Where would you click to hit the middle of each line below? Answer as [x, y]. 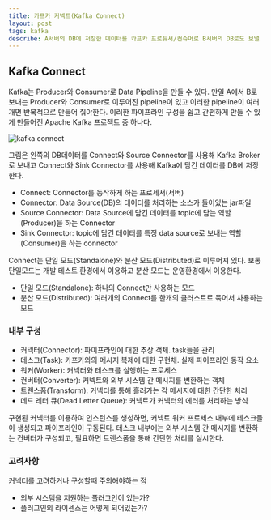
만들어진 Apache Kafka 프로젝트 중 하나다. [84, 122]
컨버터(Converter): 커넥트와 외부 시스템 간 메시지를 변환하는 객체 [122, 381]
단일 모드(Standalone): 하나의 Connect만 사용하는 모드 [108, 288]
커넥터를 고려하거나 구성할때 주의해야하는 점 [78, 480]
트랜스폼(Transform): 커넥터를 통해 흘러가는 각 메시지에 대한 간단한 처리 [134, 390]
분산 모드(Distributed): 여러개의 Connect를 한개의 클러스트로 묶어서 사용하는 [141, 298]
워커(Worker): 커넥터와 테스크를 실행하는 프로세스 [99, 370]
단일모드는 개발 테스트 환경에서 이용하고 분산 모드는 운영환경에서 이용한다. [125, 271]
